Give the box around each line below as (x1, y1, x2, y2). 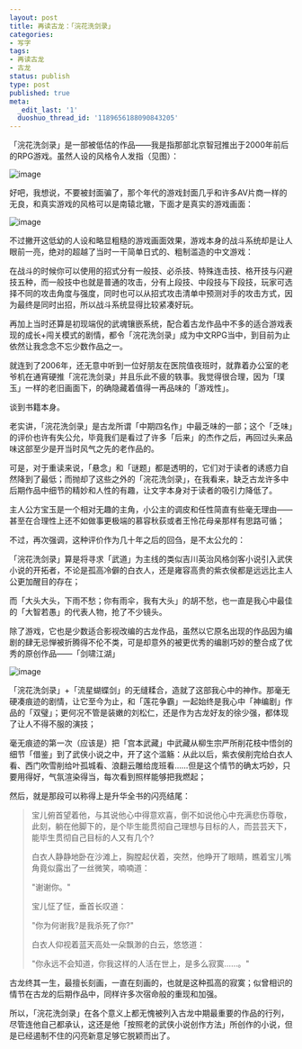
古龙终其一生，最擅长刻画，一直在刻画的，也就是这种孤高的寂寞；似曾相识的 (9, 978, 293, 989)
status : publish (9, 72, 70, 81)
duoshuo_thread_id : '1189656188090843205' (17, 113, 179, 122)
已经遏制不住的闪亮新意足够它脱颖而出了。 (16, 1030, 175, 1041)
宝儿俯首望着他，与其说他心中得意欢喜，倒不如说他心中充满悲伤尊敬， (31, 809, 292, 820)
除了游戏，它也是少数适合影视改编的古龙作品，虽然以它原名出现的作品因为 (9, 626, 285, 637)
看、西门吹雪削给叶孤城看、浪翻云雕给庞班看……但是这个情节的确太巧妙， (9, 760, 283, 771)
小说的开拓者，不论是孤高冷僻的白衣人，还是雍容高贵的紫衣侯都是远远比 (9, 565, 277, 576)
